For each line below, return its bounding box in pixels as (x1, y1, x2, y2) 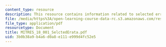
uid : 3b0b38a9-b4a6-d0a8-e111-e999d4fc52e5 (5, 35, 96, 40)
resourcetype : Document (5, 25, 54, 30)
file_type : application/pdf (5, 21, 63, 26)
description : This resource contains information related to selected (5, 12, 154, 17)
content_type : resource (5, 7, 54, 12)
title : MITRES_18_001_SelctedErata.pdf (5, 30, 87, 35)
